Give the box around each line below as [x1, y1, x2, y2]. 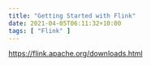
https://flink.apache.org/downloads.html [8, 49, 144, 59]
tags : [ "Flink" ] [8, 27, 71, 35]
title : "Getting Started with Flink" [8, 11, 136, 20]
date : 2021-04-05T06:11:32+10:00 [8, 19, 122, 27]
